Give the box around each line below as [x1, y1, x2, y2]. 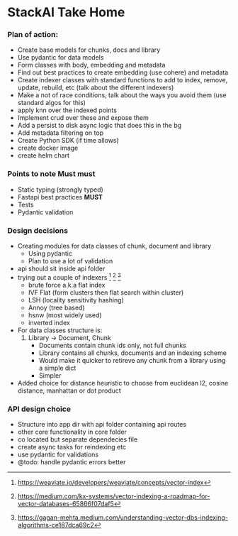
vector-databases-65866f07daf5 [17, 500, 115, 508]
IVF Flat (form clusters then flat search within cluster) [28, 288, 184, 297]
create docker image [17, 143, 79, 153]
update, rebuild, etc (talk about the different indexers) [17, 83, 174, 92]
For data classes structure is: [17, 326, 103, 334]
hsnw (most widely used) [28, 310, 102, 319]
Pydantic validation [17, 207, 74, 217]
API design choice [7, 404, 71, 414]
